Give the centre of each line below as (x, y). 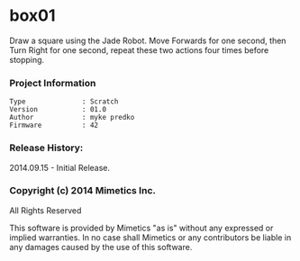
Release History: (46, 148)
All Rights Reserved (45, 210)
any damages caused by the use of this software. (101, 247)
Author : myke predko (72, 118)
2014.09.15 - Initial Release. (60, 167)
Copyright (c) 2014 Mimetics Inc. (82, 191)
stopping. (27, 59)
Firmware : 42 (54, 126)
